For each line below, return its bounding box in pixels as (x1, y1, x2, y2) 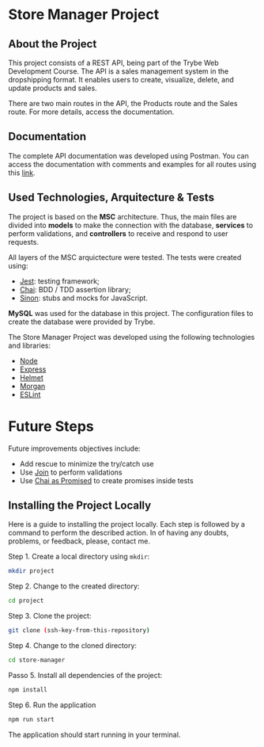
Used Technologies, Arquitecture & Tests (8, 191, 215, 204)
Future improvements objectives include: (8, 444, 141, 453)
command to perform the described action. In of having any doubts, (8, 528, 229, 538)
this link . (8, 168, 36, 177)
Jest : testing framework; (19, 276, 100, 286)
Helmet (19, 372, 43, 382)
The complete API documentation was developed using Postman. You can (8, 151, 249, 160)
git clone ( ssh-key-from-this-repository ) (8, 627, 150, 635)
